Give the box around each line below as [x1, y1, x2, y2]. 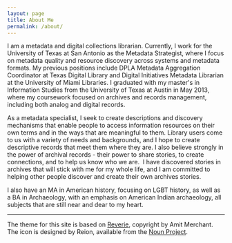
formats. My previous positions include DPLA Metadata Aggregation [7, 64, 201, 72]
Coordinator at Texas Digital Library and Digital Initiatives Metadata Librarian [7, 71, 224, 79]
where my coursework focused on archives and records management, [7, 93, 207, 101]
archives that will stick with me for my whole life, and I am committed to [7, 165, 211, 173]
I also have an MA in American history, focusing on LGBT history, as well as [7, 186, 221, 194]
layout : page [7, 10, 45, 17]
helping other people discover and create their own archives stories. [7, 173, 202, 181]
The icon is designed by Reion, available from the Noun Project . [7, 228, 188, 236]
